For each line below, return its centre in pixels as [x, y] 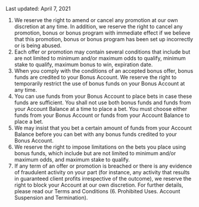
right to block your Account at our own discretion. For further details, [99, 185]
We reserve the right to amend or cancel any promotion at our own [96, 20]
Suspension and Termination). [51, 197]
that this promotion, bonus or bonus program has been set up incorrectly [104, 39]
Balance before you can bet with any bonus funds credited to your [95, 134]
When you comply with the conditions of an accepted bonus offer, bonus [104, 71]
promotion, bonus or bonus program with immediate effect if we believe [102, 33]
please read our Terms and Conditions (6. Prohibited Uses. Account [97, 191]
